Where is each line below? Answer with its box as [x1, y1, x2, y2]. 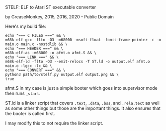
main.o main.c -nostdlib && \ [5, 42, 68, 47]
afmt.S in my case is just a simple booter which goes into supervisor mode [5, 85, 158, 91]
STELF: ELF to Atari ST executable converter [5, 4, 96, 10]
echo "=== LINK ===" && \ [5, 55, 59, 60]
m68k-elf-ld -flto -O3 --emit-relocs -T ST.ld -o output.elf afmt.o [5, 59, 150, 64]
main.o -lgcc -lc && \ [5, 64, 52, 68]
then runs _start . [5, 90, 41, 96]
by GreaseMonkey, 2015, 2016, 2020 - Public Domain [5, 14, 114, 19]
